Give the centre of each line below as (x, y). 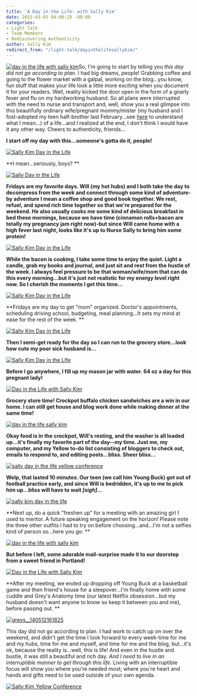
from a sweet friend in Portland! (46, 561)
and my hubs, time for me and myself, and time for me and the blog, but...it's (99, 644)
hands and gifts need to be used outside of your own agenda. (81, 675)
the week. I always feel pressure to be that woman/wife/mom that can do (97, 271)
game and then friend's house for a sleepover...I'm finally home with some (96, 589)
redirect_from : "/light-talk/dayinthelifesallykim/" (72, 50)
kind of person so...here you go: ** (48, 531)
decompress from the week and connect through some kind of (84, 193)
